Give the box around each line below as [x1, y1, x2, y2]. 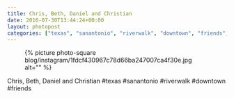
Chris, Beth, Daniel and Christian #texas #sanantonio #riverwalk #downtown [7, 77, 226, 85]
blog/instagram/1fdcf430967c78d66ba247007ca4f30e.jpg [24, 56, 193, 65]
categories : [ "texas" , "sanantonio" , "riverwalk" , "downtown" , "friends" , [7, 29, 229, 37]
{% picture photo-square [24, 49, 96, 57]
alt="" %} [24, 63, 52, 72]
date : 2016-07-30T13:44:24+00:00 [7, 17, 104, 24]
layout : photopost [7, 23, 61, 30]
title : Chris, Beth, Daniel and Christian [7, 10, 132, 17]
